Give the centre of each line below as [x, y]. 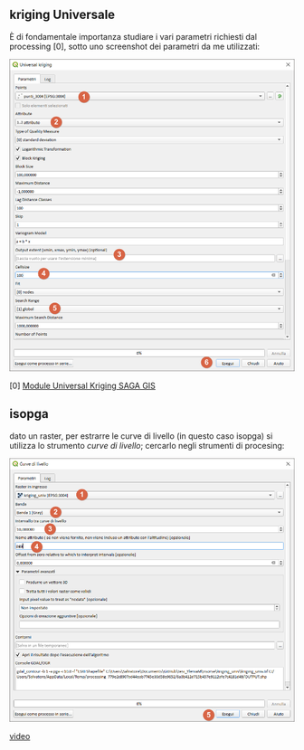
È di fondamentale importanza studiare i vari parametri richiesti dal [133, 36]
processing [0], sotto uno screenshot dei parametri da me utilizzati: [135, 46]
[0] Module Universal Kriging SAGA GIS [83, 385]
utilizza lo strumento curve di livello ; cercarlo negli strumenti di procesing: [147, 445]
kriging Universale [62, 15]
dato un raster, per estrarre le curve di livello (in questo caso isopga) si [141, 436]
